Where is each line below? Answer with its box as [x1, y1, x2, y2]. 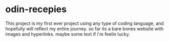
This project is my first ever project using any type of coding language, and [5, 20, 164, 26]
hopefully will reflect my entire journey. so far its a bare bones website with [5, 25, 164, 31]
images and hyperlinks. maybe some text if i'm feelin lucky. [5, 31, 130, 37]
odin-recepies [5, 4, 67, 15]
